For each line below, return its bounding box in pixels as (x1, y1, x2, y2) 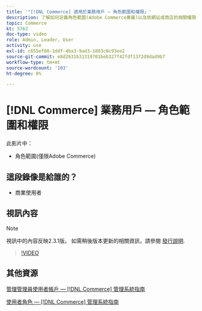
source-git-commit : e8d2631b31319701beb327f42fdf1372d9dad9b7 (6, 54, 165, 60)
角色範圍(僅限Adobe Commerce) (14, 152, 96, 160)
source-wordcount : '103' (6, 64, 69, 71)
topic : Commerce (6, 20, 47, 26)
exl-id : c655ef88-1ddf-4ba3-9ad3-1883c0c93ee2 (6, 48, 125, 54)
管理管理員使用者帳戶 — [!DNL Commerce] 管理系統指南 (6, 285, 145, 292)
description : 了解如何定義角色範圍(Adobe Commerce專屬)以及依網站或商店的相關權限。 (6, 14, 201, 20)
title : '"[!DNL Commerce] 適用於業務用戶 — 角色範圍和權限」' (6, 8, 151, 15)
